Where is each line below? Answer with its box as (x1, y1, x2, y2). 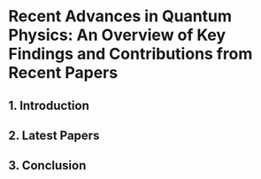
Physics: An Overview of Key (8, 25, 226, 45)
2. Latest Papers (8, 128, 100, 143)
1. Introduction (8, 97, 89, 113)
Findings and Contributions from (8, 44, 253, 64)
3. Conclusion (8, 158, 87, 174)
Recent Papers (8, 63, 119, 83)
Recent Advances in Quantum (8, 6, 232, 27)
